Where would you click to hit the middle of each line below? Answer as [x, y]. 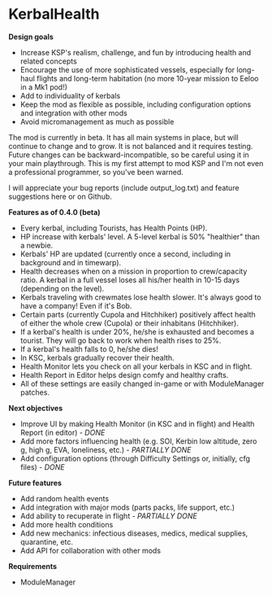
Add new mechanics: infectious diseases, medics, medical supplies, [134, 533]
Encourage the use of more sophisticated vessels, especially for [127, 69]
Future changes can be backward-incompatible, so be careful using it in [129, 155]
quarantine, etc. [46, 541]
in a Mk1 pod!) [43, 87]
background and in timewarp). [71, 262]
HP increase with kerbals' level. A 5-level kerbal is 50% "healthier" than [140, 236]
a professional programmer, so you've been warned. [96, 172]
